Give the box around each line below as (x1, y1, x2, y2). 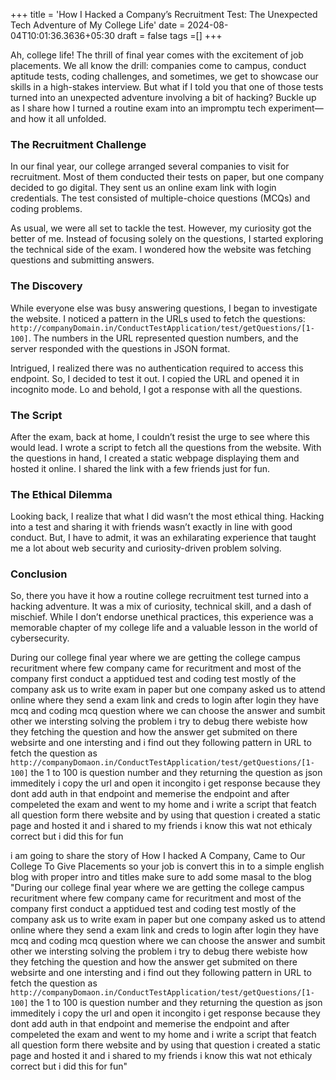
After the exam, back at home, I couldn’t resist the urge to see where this (10, 430, 311, 443)
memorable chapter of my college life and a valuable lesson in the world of (10, 622, 318, 634)
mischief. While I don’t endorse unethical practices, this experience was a (10, 611, 314, 623)
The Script (10, 408, 63, 422)
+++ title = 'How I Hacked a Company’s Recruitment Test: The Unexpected (10, 9, 318, 20)
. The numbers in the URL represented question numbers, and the (28, 332, 299, 344)
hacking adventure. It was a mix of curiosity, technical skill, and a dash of (10, 600, 312, 613)
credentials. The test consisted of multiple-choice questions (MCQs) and (10, 192, 311, 204)
